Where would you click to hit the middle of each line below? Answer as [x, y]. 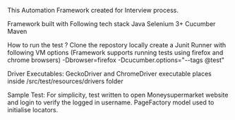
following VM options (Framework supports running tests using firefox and [115, 53]
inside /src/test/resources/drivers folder [65, 81]
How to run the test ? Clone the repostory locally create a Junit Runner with [117, 45]
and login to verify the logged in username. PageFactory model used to [111, 102]
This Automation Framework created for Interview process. [93, 10]
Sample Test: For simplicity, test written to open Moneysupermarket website [118, 95]
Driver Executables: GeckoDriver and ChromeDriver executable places [109, 74]
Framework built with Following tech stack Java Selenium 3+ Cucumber [112, 24]
